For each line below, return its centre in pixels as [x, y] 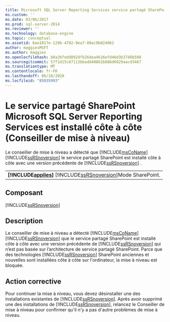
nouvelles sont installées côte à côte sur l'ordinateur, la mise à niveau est [81, 260]
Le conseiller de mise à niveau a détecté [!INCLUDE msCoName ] [72, 233]
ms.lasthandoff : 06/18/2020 [35, 76]
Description [24, 221]
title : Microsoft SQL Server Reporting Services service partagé [75, 10]
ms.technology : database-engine [39, 33]
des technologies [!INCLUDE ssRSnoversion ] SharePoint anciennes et [77, 255]
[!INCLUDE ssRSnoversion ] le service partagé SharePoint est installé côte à [83, 157]
